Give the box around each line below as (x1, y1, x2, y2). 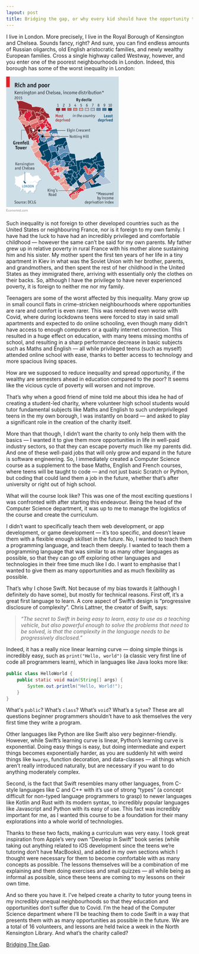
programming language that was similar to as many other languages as (6, 548, 179, 555)
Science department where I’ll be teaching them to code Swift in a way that (6, 911, 190, 918)
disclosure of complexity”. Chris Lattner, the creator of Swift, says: (6, 604, 168, 611)
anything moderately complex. (6, 768, 81, 776)
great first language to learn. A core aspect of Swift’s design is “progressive (6, 598, 191, 604)
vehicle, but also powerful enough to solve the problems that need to (20, 622, 190, 629)
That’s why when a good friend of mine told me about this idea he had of (6, 393, 184, 400)
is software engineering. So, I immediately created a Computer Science (6, 456, 180, 462)
